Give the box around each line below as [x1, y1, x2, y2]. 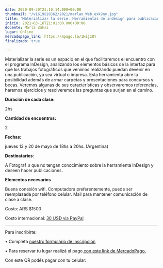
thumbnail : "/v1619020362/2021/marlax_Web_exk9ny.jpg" [5, 12, 118, 16]
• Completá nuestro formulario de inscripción [5, 238, 96, 244]
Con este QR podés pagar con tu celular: [5, 257, 86, 263]
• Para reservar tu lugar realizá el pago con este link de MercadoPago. [5, 248, 147, 253]
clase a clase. [5, 196, 33, 202]
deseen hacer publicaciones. [5, 167, 63, 173]
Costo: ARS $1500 [5, 205, 42, 211]
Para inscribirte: [5, 229, 37, 235]
